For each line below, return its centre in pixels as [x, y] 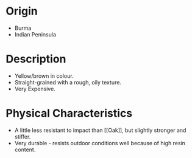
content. [25, 149]
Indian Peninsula [35, 34]
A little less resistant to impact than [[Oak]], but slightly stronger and [100, 130]
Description [36, 59]
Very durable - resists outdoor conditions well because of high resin [100, 143]
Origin [22, 11]
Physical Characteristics [69, 113]
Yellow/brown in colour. [44, 76]
